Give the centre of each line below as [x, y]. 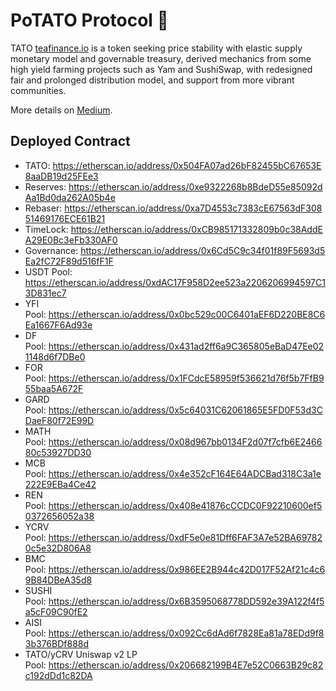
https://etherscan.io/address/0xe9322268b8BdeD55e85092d [195, 186]
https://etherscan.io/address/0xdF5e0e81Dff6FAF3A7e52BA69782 [185, 537]
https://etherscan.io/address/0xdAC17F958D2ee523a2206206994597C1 [175, 282]
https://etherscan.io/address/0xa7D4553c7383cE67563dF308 [193, 208]
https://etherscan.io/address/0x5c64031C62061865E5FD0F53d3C [185, 410]
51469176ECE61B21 [65, 218]
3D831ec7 [45, 293]
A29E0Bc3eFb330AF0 [71, 240]
